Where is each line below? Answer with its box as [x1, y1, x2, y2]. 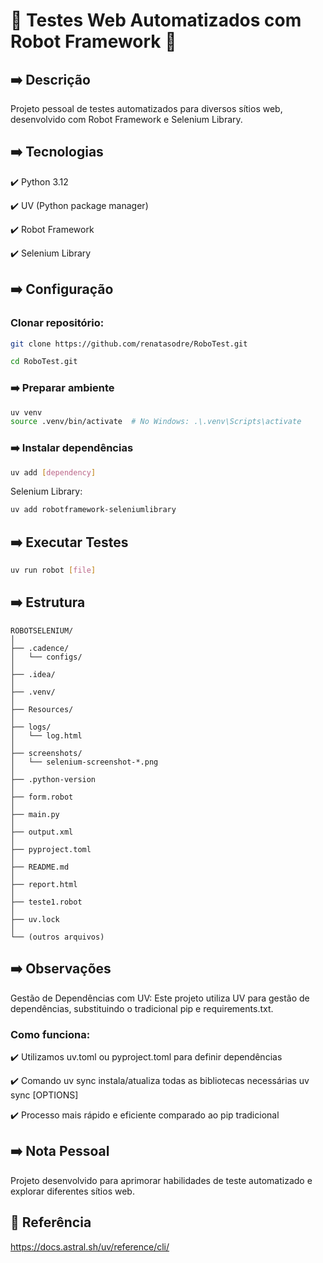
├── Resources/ [10, 704, 74, 714]
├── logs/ [10, 722, 52, 732]
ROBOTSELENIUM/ [10, 625, 74, 636]
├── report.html [10, 879, 78, 889]
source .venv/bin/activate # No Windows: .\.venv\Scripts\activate [10, 417, 302, 427]
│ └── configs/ [10, 652, 83, 662]
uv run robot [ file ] [10, 565, 97, 576]
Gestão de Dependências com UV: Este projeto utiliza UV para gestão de [10, 992, 310, 1004]
